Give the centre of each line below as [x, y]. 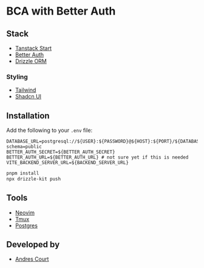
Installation [28, 116]
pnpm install [23, 174]
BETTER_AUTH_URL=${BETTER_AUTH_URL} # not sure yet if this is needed [97, 157]
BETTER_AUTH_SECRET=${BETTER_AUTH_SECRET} [61, 152]
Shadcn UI [28, 97]
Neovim [25, 212]
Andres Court [32, 259]
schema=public [24, 147]
